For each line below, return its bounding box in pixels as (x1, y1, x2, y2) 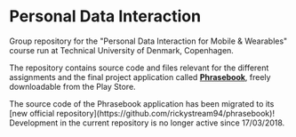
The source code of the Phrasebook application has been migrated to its (9, 98, 275, 109)
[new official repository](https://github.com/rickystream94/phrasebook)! (9, 108, 276, 118)
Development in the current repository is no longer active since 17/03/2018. (9, 117, 285, 128)
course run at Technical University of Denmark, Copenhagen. (9, 44, 234, 55)
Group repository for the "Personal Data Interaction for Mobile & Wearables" (9, 36, 288, 46)
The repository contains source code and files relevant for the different (9, 62, 269, 73)
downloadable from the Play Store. (9, 81, 136, 92)
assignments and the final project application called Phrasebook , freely (9, 71, 271, 82)
